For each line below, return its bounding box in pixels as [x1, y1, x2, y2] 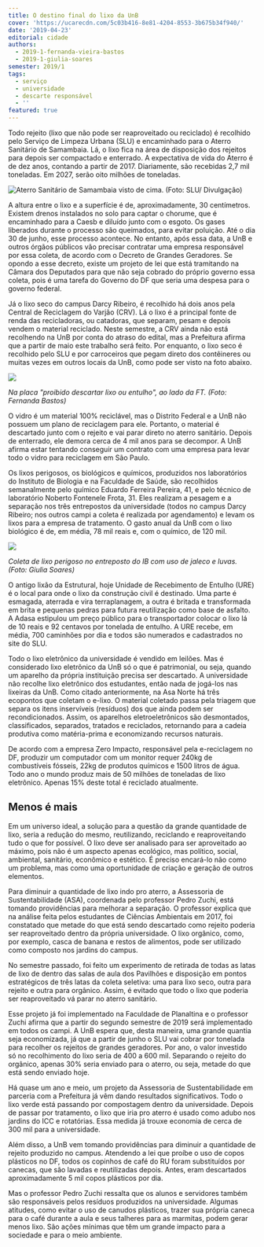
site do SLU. [8, 638, 48, 648]
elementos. [8, 871, 45, 881]
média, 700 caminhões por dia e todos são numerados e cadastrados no [8, 631, 244, 639]
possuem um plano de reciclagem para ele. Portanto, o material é [8, 420, 220, 429]
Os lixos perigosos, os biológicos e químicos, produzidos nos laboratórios [8, 469, 247, 477]
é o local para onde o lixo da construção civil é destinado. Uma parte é [8, 589, 237, 598]
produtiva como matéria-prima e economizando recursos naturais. [8, 729, 224, 738]
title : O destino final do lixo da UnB [8, 11, 139, 20]
